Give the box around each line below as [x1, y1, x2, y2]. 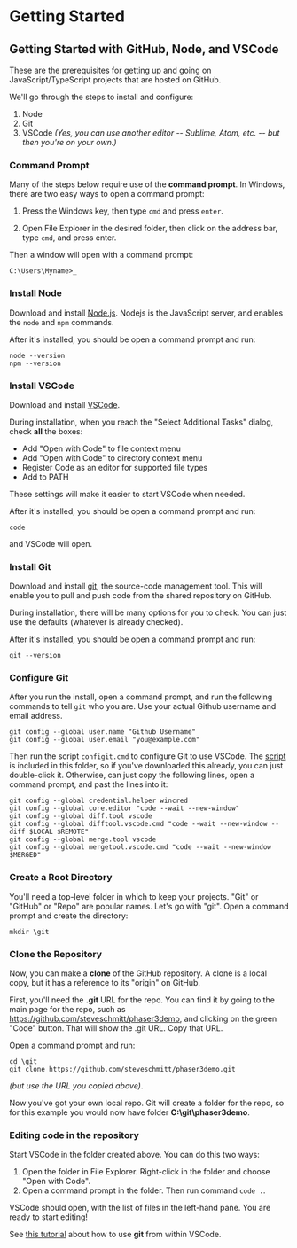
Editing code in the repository [9, 1129, 139, 1141]
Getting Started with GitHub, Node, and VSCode [9, 42, 279, 57]
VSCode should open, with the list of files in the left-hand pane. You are [9, 1203, 271, 1213]
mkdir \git [9, 927, 50, 936]
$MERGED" [9, 851, 42, 860]
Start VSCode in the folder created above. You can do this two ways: [9, 1150, 260, 1160]
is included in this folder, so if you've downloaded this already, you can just [9, 760, 284, 771]
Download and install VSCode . [9, 399, 121, 409]
